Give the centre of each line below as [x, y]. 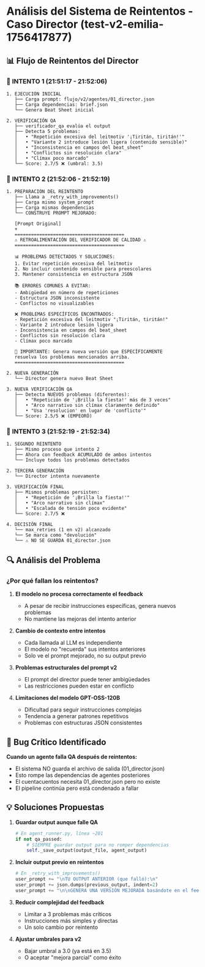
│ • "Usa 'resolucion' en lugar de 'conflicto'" [80, 411]
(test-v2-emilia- [122, 24]
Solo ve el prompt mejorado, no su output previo [85, 656]
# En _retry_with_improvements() [58, 874]
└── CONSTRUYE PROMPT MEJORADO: [56, 213]
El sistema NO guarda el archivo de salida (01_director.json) [90, 768]
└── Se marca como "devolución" [56, 535]
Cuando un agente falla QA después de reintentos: [72, 757]
